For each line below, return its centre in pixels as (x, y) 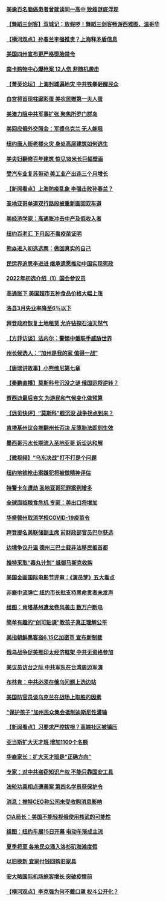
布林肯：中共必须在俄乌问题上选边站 (51, 682)
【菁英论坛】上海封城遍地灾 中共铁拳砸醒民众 (62, 84)
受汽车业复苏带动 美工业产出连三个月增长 (57, 174)
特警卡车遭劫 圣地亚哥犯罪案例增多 (49, 488)
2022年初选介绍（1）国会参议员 (46, 279)
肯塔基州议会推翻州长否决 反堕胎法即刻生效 (60, 428)
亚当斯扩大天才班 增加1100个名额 (47, 742)
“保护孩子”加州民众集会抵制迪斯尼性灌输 (57, 712)
